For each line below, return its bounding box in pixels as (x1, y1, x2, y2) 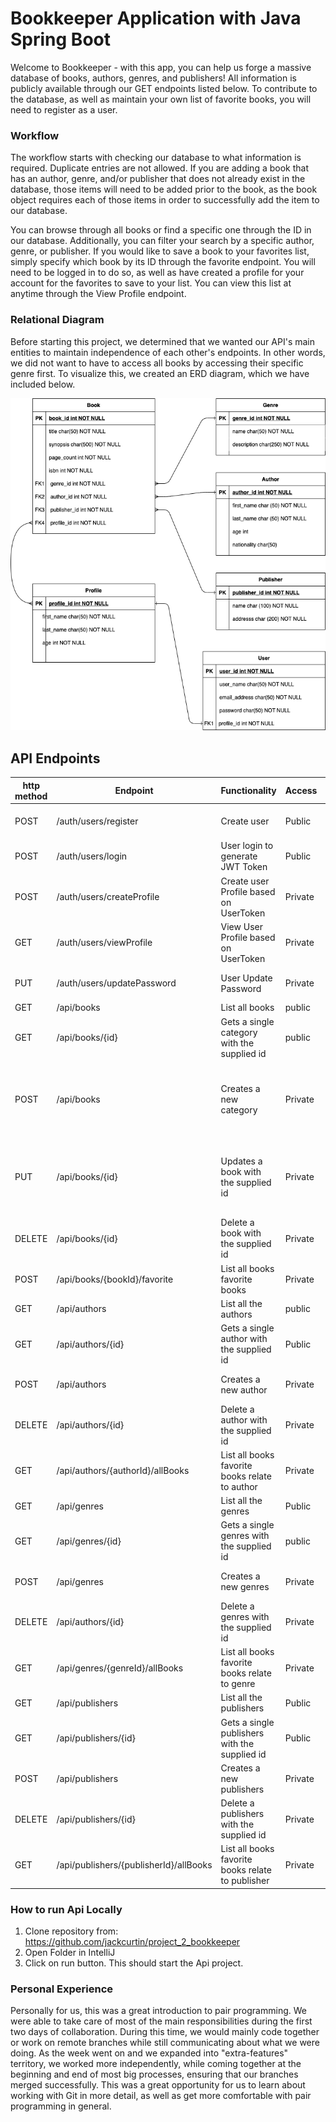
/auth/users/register (56, 815, 139, 827)
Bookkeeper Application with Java (10, 7, 302, 30)
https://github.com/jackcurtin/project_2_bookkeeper (24, 1936, 241, 1948)
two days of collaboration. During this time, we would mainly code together (10, 2026, 320, 2038)
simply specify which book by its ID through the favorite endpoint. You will (10, 256, 316, 268)
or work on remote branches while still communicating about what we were (10, 2037, 320, 2049)
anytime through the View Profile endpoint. (10, 288, 187, 300)
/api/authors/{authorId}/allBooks (56, 1465, 190, 1477)
